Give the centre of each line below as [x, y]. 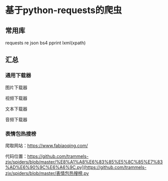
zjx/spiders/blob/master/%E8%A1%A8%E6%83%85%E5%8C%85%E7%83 [84, 162]
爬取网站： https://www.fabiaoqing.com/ [47, 145]
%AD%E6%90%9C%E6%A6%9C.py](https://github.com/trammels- [76, 167]
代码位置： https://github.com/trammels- [47, 156]
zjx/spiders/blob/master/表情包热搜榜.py [47, 173]
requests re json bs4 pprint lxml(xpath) [46, 43]
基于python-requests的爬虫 [64, 10]
